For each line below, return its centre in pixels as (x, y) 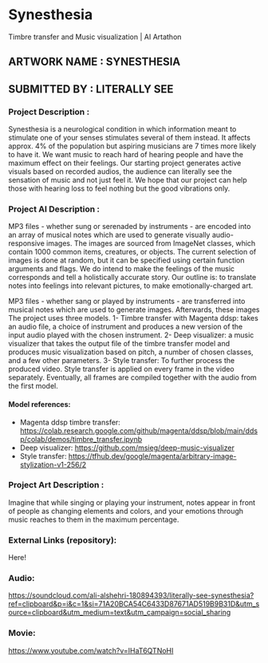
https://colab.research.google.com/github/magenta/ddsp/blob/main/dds (138, 430)
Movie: (22, 633)
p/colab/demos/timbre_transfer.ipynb (81, 439)
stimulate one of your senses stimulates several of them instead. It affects (130, 138)
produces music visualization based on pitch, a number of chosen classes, (131, 352)
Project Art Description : (56, 485)
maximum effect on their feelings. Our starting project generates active (125, 163)
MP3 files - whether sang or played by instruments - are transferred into (127, 302)
